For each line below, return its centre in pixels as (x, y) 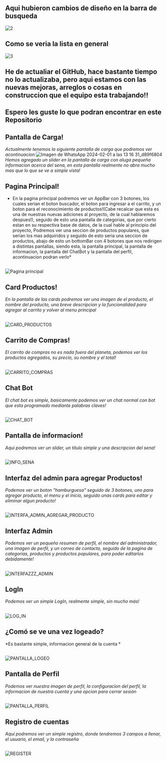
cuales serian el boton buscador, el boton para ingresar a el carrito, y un (87, 204)
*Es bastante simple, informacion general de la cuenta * (63, 644)
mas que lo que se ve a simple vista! (43, 170)
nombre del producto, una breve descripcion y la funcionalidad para (76, 305)
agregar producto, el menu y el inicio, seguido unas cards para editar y (79, 495)
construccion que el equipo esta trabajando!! (77, 96)
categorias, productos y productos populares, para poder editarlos (74, 554)
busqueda (21, 16)
